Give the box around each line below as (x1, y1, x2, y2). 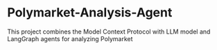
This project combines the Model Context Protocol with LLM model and (7, 27, 211, 36)
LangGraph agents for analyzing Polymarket (7, 34, 133, 42)
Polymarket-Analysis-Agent (7, 5, 173, 21)
